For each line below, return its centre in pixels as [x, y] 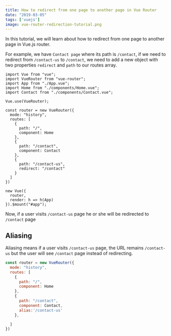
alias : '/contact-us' [41, 310]
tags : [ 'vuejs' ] [23, 19]
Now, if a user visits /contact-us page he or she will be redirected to [77, 214]
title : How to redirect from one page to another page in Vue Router [81, 10]
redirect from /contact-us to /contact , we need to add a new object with [82, 60]
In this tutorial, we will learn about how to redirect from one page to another [85, 39]
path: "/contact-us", [42, 164]
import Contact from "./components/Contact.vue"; [59, 93]
